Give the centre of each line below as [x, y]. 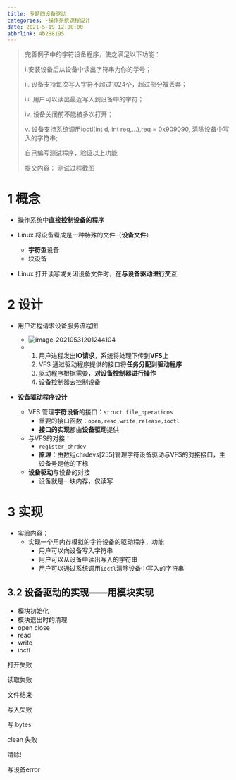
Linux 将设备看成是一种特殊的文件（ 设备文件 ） [85, 235]
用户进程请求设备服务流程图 [58, 326]
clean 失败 [22, 739]
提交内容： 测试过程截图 [60, 168]
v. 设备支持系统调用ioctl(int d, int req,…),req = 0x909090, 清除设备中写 [127, 129]
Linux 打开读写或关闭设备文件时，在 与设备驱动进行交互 [97, 274]
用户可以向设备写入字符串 [76, 551]
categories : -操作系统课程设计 [49, 20]
